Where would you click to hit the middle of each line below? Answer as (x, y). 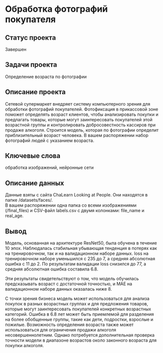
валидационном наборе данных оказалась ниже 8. (58, 289)
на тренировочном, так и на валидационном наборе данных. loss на (77, 253)
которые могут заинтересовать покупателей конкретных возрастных (78, 309)
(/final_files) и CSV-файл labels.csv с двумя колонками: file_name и (75, 211)
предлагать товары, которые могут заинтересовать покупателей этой (79, 119)
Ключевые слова (33, 156)
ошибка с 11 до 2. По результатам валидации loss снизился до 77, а (76, 264)
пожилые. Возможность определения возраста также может (69, 325)
